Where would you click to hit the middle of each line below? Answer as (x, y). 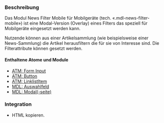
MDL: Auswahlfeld (30, 86)
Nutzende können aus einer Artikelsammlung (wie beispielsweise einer (77, 38)
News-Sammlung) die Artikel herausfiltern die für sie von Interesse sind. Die (82, 43)
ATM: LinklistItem (29, 81)
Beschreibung (22, 7)
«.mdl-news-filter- (131, 18)
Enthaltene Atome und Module (37, 60)
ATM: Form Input (29, 71)
